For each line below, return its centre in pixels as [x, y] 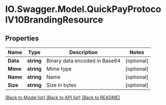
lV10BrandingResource [54, 20]
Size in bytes [61, 85]
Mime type [59, 69]
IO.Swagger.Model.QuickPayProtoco [83, 9]
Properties [22, 38]
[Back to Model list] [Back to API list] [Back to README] [63, 97]
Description [84, 52]
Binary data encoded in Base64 [84, 61]
